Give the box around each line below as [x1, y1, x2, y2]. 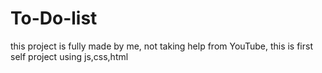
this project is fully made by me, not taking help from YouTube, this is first [10, 40, 313, 52]
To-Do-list [10, 7, 98, 30]
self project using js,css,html [10, 50, 129, 62]
